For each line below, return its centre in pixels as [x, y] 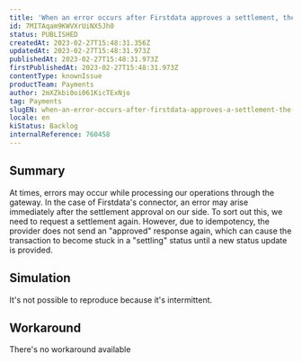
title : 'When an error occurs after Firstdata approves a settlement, [144, 18]
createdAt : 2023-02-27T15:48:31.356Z [80, 43]
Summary [37, 171]
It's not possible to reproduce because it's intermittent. [111, 300]
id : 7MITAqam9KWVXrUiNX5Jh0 [62, 26]
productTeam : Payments [52, 84]
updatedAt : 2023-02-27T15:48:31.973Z [80, 51]
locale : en [30, 118]
